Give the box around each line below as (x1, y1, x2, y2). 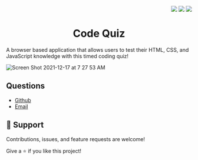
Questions (6, 81, 45, 91)
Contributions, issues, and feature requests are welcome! (6, 135, 146, 142)
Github (14, 96, 31, 104)
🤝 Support (6, 120, 44, 130)
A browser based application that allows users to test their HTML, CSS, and (6, 46, 189, 53)
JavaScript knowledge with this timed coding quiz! (6, 52, 128, 59)
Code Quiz (72, 27, 126, 41)
